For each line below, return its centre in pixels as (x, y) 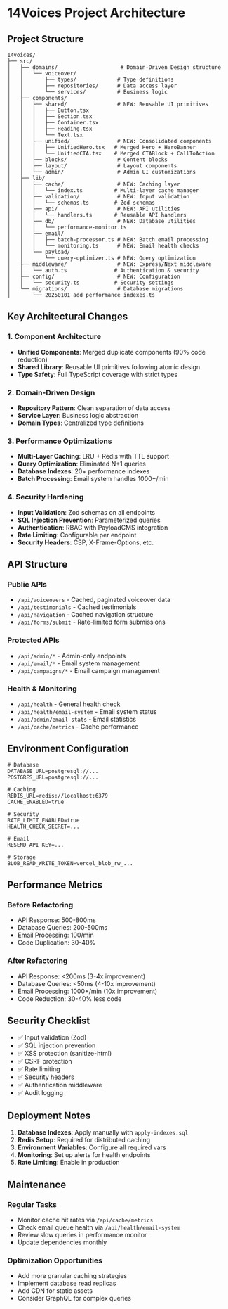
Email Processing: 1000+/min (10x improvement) (87, 991)
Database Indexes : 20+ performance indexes (83, 471)
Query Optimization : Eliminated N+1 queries (81, 464)
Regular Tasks (32, 1204)
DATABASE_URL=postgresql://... (53, 771)
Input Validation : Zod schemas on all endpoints (86, 512)
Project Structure (46, 39)
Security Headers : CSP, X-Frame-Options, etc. (86, 542)
